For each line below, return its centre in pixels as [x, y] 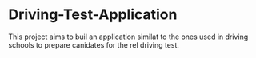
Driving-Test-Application [93, 15]
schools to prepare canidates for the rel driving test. [94, 44]
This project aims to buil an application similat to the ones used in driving [128, 37]
